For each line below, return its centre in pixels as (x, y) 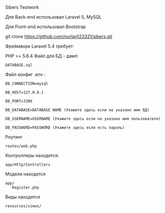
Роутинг (14, 137)
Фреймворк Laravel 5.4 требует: (40, 46)
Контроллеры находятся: (32, 155)
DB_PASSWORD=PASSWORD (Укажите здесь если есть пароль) (65, 128)
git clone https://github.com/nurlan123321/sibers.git (59, 36)
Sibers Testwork (22, 7)
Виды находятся (23, 197)
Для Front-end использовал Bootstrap (46, 27)
